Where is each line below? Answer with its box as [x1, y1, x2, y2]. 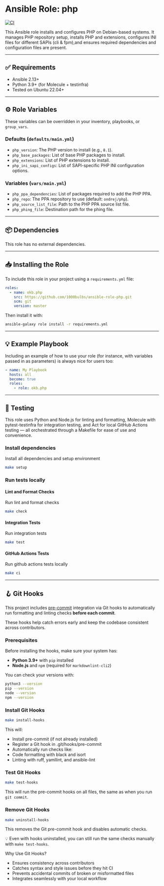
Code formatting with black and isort [12, 752, 86, 758]
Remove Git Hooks [5, 806, 50, 813]
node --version [5, 691, 36, 696]
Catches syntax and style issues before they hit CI [12, 865, 113, 871]
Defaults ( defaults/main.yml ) [5, 136, 74, 143]
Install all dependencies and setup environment [5, 456, 100, 462]
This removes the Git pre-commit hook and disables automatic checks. [5, 826, 147, 832]
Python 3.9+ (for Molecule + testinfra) [12, 82, 89, 87]
